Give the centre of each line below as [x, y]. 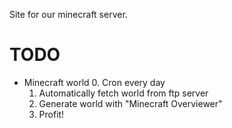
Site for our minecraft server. [68, 14]
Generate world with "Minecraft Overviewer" [130, 103]
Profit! [51, 114]
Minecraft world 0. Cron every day [94, 82]
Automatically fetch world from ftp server [123, 93]
